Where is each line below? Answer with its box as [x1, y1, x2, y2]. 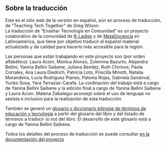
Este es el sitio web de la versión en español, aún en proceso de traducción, [5, 17, 162, 23]
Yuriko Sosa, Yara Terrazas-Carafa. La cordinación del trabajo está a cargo [5, 80, 160, 86]
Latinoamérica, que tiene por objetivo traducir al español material [5, 38, 139, 44]
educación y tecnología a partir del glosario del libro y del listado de [5, 111, 145, 117]
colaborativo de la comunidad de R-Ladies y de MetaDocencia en [5, 33, 140, 39]
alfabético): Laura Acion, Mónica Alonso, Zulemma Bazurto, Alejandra [5, 58, 148, 64]
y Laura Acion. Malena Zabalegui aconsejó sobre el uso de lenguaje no [5, 90, 151, 96]
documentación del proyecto [5, 136, 64, 142]
